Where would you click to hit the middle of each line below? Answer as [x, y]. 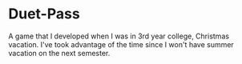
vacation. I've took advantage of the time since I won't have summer [121, 44]
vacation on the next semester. [59, 53]
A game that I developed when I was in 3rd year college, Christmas [119, 36]
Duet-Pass [44, 14]
